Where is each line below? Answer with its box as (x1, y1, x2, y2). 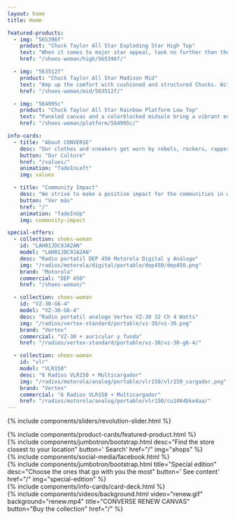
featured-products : (7, 29, 64, 36)
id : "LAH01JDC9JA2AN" (20, 242, 83, 249)
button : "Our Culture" (20, 152, 86, 159)
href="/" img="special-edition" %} (7, 475, 107, 484)
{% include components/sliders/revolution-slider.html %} (7, 417, 171, 426)
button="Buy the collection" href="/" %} (7, 505, 124, 513)
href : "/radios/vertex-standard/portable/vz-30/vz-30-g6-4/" (20, 339, 201, 346)
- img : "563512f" (13, 68, 64, 75)
